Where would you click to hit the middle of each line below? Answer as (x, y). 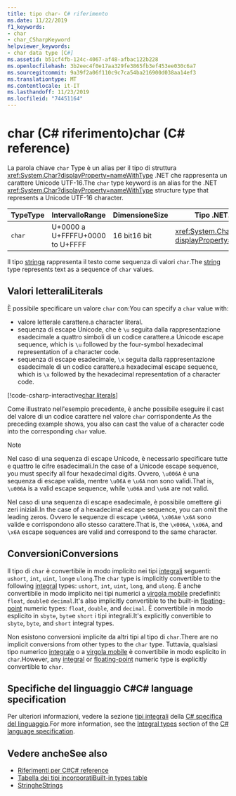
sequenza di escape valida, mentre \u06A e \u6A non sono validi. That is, (111, 481)
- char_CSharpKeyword (39, 40)
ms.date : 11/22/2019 (38, 20)
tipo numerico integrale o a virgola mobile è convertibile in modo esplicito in (117, 651)
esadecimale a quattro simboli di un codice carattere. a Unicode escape (120, 337)
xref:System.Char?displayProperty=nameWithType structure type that (108, 190)
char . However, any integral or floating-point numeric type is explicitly (107, 659)
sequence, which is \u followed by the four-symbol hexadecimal (110, 344)
